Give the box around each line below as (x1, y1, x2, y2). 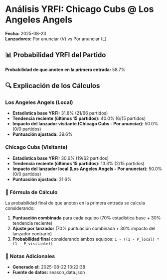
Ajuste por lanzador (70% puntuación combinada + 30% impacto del (12, 225, 156, 232)
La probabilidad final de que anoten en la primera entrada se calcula (5, 200, 146, 206)
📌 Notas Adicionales (5, 253, 55, 260)
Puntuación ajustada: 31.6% (12, 176, 72, 182)
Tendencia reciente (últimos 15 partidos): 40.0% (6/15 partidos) (12, 115, 146, 121)
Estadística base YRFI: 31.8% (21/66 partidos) (12, 110, 108, 116)
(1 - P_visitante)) (12, 241, 53, 247)
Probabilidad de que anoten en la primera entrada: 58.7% (5, 66, 126, 73)
